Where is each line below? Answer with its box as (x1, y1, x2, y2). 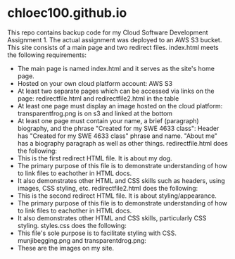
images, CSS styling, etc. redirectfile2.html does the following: (17, 184, 198, 192)
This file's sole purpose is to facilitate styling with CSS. (17, 229, 177, 237)
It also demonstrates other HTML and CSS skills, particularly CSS (17, 213, 207, 222)
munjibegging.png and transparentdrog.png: (17, 236, 146, 244)
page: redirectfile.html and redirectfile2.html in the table (17, 94, 179, 103)
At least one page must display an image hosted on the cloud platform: (17, 101, 223, 110)
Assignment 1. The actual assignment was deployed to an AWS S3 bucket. (7, 35, 222, 44)
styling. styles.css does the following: (17, 221, 127, 229)
